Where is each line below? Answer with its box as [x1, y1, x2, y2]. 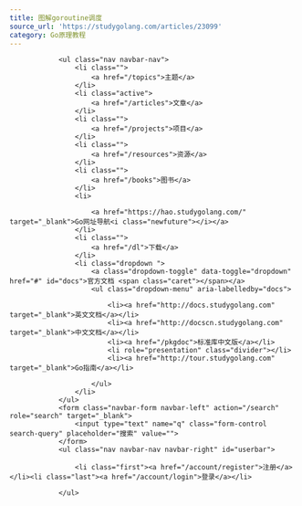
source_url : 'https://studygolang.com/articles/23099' [9, 22, 223, 31]
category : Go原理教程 [9, 30, 87, 39]
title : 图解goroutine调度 [9, 13, 103, 23]
